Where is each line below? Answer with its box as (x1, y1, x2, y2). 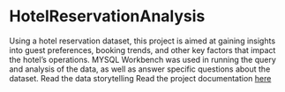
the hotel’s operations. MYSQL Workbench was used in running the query (9, 54, 276, 65)
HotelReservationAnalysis (9, 6, 206, 27)
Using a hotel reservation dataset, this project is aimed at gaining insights (9, 35, 276, 46)
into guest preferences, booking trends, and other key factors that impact (9, 44, 276, 55)
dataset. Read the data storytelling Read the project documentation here (9, 73, 272, 83)
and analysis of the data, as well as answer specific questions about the (9, 64, 271, 74)
